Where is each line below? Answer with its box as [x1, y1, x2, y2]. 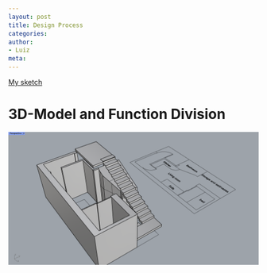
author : [8, 38, 34, 46]
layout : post [8, 13, 52, 21]
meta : [8, 55, 26, 63]
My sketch [8, 78, 43, 87]
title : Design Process [8, 21, 83, 29]
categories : [8, 29, 48, 37]
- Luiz [8, 46, 30, 55]
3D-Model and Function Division [8, 106, 226, 123]
